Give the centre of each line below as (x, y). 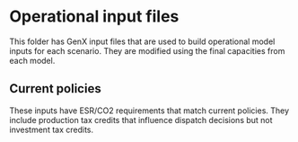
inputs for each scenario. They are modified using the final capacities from (147, 50)
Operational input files (94, 17)
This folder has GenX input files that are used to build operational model (142, 41)
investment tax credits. (52, 129)
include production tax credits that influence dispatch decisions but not (141, 120)
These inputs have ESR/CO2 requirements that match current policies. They (149, 111)
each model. (32, 60)
